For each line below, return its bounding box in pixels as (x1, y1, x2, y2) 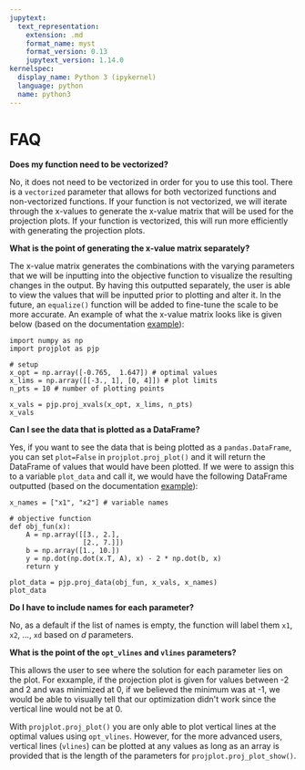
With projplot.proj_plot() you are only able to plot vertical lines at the (9, 722, 277, 733)
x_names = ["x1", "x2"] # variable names (9, 498, 169, 507)
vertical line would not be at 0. (9, 703, 123, 714)
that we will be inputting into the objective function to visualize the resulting (9, 270, 293, 281)
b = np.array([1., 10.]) (25, 546, 120, 556)
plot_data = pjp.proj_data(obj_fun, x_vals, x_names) (9, 578, 219, 588)
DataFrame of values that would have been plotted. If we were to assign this (9, 462, 294, 473)
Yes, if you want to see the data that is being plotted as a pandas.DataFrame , (9, 442, 292, 453)
